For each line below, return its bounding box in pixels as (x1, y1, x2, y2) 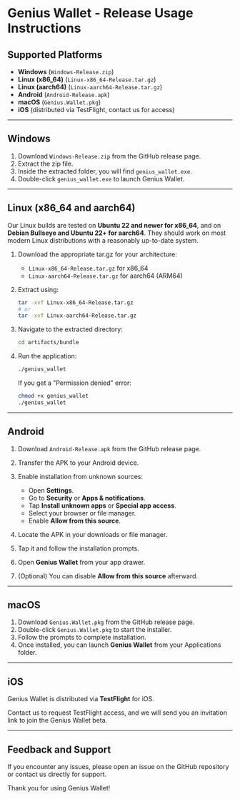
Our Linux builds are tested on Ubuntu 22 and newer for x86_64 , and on (7, 221, 221, 229)
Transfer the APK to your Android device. (17, 458, 139, 467)
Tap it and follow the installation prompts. (17, 544, 139, 553)
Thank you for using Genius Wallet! (7, 784, 111, 792)
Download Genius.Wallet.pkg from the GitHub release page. (17, 618, 195, 626)
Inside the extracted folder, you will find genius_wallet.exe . (17, 166, 193, 176)
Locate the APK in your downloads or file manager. (17, 530, 168, 538)
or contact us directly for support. (7, 770, 107, 778)
